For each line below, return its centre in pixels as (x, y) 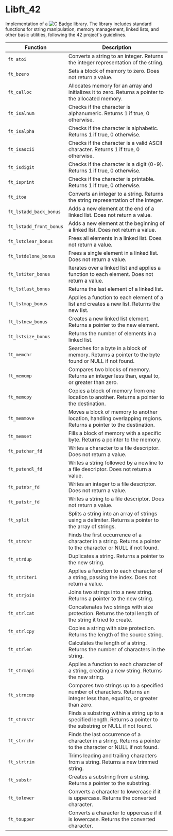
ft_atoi (17, 59)
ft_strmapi (21, 670)
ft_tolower (21, 798)
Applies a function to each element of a (116, 297)
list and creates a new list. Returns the (114, 304)
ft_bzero (19, 74)
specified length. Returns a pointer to (113, 719)
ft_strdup (20, 559)
